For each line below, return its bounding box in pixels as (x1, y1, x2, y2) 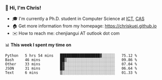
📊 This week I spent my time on (5, 42, 72, 48)
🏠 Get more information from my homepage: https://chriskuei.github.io (12, 23, 157, 29)
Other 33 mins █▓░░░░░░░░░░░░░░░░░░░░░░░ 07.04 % (5, 62, 137, 67)
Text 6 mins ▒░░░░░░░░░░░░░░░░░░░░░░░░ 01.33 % (5, 70, 137, 75)
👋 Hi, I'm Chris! (5, 4, 42, 11)
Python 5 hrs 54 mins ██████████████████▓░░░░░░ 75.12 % (5, 53, 137, 58)
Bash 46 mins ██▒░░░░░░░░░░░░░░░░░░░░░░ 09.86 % (5, 58, 137, 62)
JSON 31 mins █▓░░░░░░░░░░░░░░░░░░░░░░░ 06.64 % (5, 66, 137, 71)
